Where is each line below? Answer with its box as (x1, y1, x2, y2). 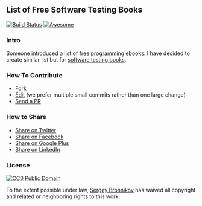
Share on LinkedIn (14, 146, 60, 153)
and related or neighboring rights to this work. (6, 193, 121, 200)
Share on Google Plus (14, 139, 69, 147)
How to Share (6, 113, 46, 121)
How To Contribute (6, 71, 63, 80)
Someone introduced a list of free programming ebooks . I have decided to (6, 50, 190, 57)
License (6, 161, 30, 169)
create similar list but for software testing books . (6, 56, 127, 63)
